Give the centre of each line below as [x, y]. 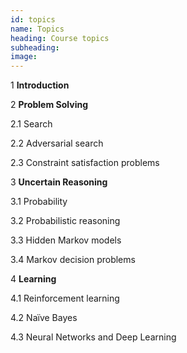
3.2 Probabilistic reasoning [65, 221]
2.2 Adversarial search [57, 143]
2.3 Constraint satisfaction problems [85, 163]
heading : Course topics [60, 38]
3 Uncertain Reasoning [59, 182]
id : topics [33, 19]
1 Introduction [40, 85]
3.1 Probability [39, 202]
